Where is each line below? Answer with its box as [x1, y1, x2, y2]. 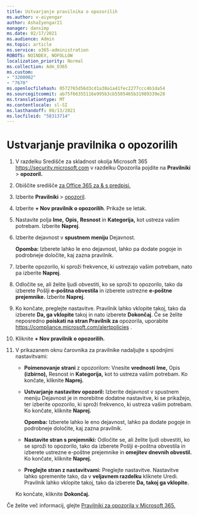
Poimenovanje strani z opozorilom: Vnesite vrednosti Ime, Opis [24, 364, 180, 371]
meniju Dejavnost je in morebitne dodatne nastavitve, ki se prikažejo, [24, 395, 191, 402]
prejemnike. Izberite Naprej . [15, 294, 85, 301]
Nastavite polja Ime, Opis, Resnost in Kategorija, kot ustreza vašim [15, 216, 180, 223]
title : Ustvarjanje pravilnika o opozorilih [6, 8, 118, 15]
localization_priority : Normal [6, 58, 84, 64]
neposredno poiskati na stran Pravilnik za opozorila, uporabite [15, 317, 169, 325]
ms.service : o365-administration [6, 47, 89, 53]
